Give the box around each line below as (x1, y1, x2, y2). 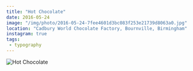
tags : (6, 36, 20, 42)
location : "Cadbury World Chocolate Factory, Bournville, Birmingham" (6, 25, 188, 32)
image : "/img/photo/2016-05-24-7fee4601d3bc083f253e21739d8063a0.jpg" (6, 20, 188, 26)
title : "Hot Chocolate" (6, 8, 66, 15)
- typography (8, 42, 42, 48)
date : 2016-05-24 (6, 14, 50, 20)
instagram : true (6, 31, 47, 37)
